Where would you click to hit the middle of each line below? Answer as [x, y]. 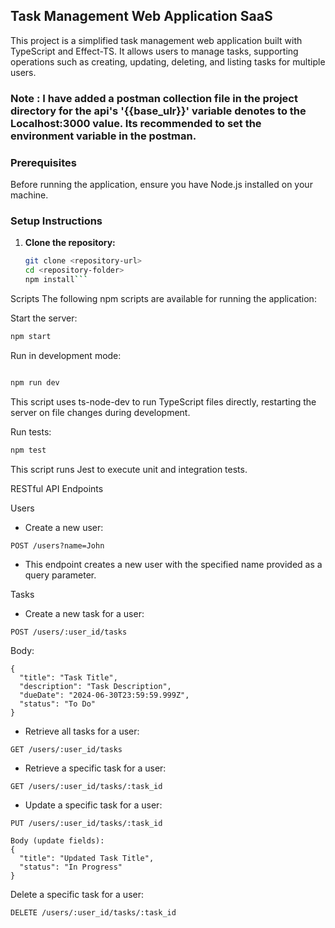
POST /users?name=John [57, 545]
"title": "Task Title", [68, 677]
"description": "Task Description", [95, 686]
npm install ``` [56, 280]
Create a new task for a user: [84, 613]
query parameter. [60, 575]
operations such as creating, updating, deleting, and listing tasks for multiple [168, 61]
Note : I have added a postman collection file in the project [154, 98]
